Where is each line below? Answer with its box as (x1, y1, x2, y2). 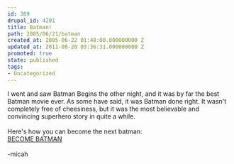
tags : (7, 63, 23, 70)
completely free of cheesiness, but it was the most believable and (7, 104, 200, 113)
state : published (7, 57, 59, 64)
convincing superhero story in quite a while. (7, 111, 136, 121)
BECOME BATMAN (7, 134, 62, 143)
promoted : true (7, 50, 52, 58)
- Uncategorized (7, 70, 55, 77)
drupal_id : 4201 (7, 17, 55, 24)
